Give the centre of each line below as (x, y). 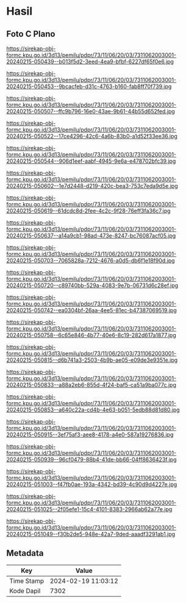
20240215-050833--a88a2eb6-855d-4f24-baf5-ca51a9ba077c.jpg (91, 385)
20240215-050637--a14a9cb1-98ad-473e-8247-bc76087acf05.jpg (91, 236)
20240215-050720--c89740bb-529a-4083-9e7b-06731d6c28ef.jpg (92, 285)
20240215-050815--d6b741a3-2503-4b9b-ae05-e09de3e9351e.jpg (92, 360)
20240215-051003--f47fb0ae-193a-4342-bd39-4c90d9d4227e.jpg (92, 484)
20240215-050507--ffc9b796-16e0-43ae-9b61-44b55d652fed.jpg (91, 111)
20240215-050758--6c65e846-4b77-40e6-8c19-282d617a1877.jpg (91, 335)
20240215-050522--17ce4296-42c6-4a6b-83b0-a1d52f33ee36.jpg (92, 136)
